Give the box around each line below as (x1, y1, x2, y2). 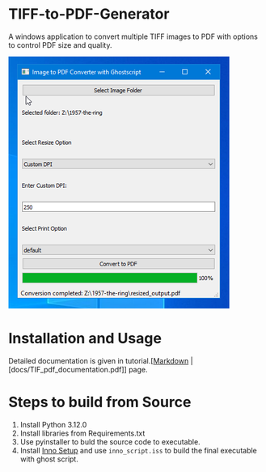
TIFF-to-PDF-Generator (8, 5, 170, 23)
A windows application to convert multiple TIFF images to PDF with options (8, 32, 259, 41)
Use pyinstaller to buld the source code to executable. (19, 436, 201, 446)
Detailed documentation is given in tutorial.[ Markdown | (8, 355, 193, 365)
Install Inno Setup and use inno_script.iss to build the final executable (19, 445, 257, 455)
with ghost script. (19, 454, 78, 464)
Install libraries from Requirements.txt (19, 428, 146, 438)
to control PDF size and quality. (8, 40, 112, 49)
